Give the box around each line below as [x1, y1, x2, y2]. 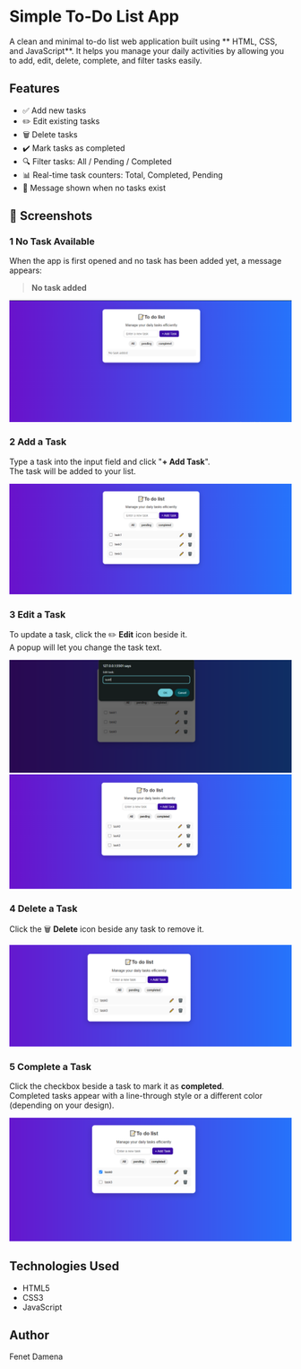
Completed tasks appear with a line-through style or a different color [9, 1091, 262, 1101]
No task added [30, 283, 87, 294]
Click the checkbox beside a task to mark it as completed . [9, 1081, 225, 1092]
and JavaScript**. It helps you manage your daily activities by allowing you [9, 45, 285, 56]
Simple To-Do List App [9, 6, 180, 27]
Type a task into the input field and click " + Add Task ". [9, 456, 211, 467]
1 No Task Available [9, 235, 96, 248]
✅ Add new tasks [21, 105, 87, 116]
